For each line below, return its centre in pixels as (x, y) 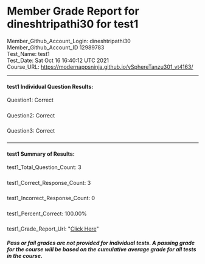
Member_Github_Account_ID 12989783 (56, 47)
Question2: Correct (31, 115)
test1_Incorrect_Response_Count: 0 (51, 198)
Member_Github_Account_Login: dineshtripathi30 (69, 41)
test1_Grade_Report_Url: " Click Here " (53, 229)
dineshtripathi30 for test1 (73, 24)
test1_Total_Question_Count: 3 (44, 167)
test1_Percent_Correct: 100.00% (47, 214)
